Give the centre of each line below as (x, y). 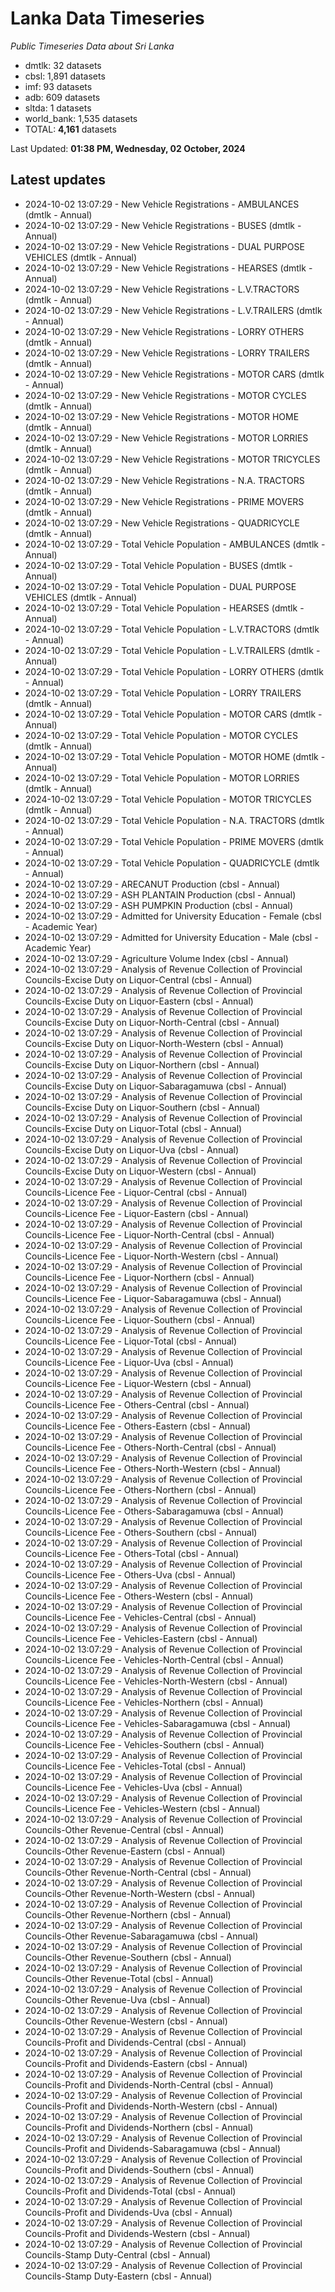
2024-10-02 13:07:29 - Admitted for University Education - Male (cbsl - (171, 937)
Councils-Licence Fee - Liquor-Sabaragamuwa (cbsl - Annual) (153, 1298)
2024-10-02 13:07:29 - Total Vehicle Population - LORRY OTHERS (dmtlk (174, 671)
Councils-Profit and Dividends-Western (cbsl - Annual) (137, 2233)
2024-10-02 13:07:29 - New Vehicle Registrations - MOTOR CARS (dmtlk (174, 374)
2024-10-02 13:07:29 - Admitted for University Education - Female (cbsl (173, 916)
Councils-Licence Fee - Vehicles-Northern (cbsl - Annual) (144, 1702)
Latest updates (58, 180)
